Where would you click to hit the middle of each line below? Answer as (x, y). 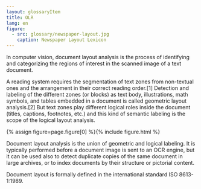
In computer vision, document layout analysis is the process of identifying (98, 57)
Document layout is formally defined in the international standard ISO (92, 175)
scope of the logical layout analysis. (51, 120)
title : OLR (20, 18)
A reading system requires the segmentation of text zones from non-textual (100, 82)
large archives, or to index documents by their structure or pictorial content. (101, 163)
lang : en (17, 23)
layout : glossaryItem (33, 12)
